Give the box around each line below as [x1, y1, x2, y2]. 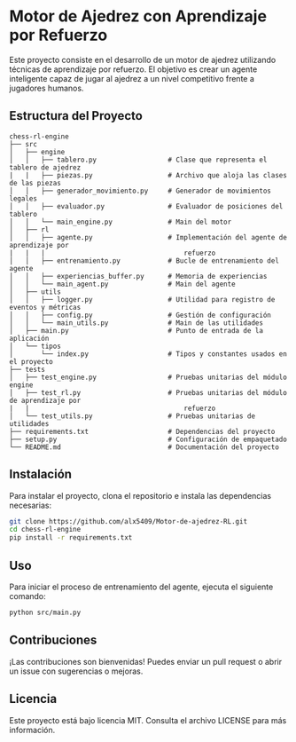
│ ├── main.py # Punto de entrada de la [9, 326, 264, 335]
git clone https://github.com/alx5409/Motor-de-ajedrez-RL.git [9, 517, 248, 525]
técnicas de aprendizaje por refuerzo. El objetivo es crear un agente [9, 64, 258, 75]
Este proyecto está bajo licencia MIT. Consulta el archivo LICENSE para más [9, 714, 287, 725]
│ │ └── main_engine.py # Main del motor [9, 217, 232, 226]
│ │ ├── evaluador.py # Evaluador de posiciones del [9, 201, 284, 210]
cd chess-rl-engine [9, 525, 82, 534]
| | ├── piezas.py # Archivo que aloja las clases [9, 170, 288, 179]
